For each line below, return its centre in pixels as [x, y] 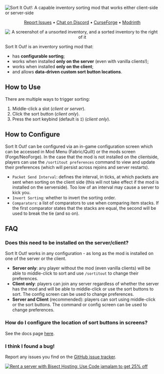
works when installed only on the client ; [53, 67]
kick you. [21, 192]
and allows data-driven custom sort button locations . [67, 72]
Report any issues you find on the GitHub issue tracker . [61, 357]
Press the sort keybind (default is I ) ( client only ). [61, 119]
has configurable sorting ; [38, 56]
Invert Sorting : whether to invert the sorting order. [64, 198]
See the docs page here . [30, 333]
